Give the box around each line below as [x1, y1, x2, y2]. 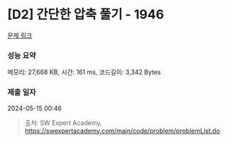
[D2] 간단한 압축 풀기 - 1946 [7, 6, 165, 23]
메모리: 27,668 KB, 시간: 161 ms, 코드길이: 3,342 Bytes [7, 68, 161, 76]
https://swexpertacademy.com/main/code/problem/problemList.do [24, 126, 221, 135]
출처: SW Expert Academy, [24, 118, 102, 127]
